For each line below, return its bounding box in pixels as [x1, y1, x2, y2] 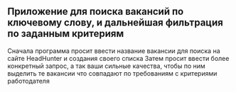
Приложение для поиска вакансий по [7, 6, 184, 18]
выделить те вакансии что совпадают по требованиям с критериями [7, 69, 218, 77]
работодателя [7, 76, 50, 85]
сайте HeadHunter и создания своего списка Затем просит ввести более [7, 54, 230, 62]
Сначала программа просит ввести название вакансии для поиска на [7, 46, 220, 55]
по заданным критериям [7, 28, 124, 40]
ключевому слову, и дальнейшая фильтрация [7, 17, 224, 29]
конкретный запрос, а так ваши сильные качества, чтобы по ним [7, 62, 206, 70]
